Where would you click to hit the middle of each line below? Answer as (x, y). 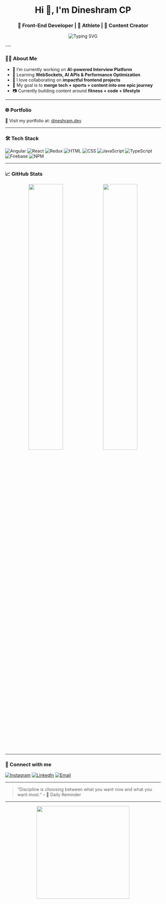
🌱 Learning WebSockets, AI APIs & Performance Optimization (76, 75)
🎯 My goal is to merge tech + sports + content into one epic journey (83, 85)
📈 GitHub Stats (24, 174)
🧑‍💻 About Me (21, 59)
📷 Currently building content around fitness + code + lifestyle (76, 90)
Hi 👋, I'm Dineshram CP (83, 10)
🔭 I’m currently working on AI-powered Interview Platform (72, 69)
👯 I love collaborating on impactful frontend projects (66, 80)
